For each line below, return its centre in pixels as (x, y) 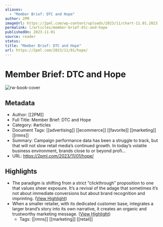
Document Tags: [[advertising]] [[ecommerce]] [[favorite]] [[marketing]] (84, 130)
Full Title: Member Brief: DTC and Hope (52, 120)
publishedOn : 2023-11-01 (30, 32)
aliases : (14, 9)
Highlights (21, 171)
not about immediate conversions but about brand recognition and (78, 193)
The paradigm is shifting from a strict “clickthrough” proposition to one (83, 183)
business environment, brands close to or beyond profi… (69, 151)
